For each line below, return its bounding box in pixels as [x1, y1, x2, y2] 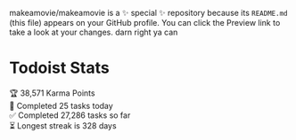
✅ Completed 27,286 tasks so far [9, 110, 131, 121]
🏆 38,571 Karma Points [9, 88, 95, 98]
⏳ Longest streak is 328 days [9, 120, 118, 131]
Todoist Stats [9, 58, 110, 78]
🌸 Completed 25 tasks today [9, 100, 113, 111]
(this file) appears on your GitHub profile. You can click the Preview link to [9, 18, 281, 27]
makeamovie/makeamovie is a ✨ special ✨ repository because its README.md [9, 8, 288, 18]
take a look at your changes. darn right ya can [9, 27, 178, 37]
